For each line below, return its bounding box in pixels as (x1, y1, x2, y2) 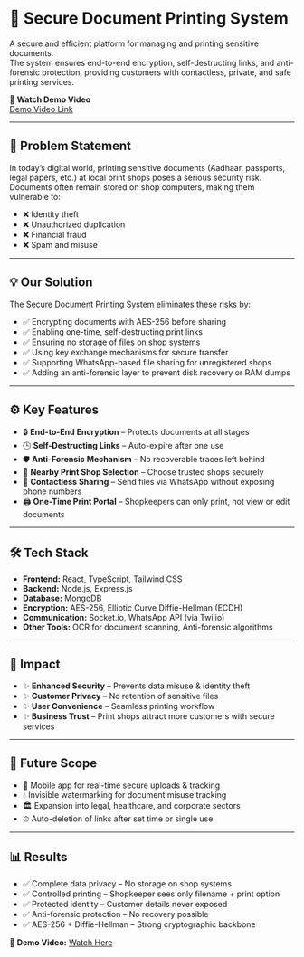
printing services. (9, 76, 75, 87)
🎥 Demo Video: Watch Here (9, 936, 113, 948)
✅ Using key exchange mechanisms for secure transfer (22, 346, 229, 357)
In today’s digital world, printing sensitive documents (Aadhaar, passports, (9, 162, 286, 173)
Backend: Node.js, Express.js (22, 583, 133, 594)
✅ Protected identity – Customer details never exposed (22, 898, 228, 909)
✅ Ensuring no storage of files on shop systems (22, 336, 201, 347)
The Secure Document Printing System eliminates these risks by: (9, 298, 252, 309)
